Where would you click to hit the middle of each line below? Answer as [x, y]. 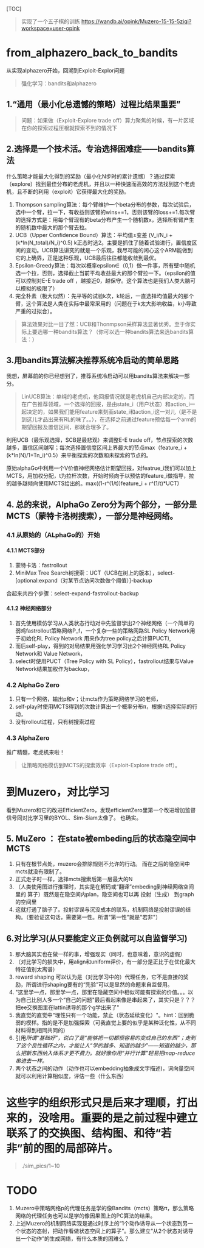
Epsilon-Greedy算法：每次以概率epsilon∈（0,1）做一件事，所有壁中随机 [105, 265]
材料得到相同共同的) [40, 1030]
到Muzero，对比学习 [58, 792]
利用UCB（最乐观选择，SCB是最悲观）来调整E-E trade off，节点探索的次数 [100, 440]
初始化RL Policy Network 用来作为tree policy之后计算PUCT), [96, 639]
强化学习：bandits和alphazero [59, 83]
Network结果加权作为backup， [54, 669]
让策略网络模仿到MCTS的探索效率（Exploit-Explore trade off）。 [101, 765]
